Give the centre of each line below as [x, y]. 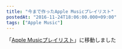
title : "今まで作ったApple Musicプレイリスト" [60, 12]
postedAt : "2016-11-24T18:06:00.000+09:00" [62, 17]
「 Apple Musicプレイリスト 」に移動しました [61, 40]
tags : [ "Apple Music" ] [35, 22]
